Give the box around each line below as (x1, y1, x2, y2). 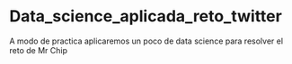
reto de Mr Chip (9, 44, 67, 55)
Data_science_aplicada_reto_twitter (9, 6, 283, 27)
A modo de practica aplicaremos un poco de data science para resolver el (9, 36, 284, 46)
